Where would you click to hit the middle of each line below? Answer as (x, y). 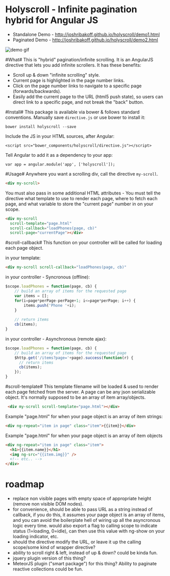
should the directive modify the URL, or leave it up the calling (77, 542)
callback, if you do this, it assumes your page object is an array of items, (89, 515)
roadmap (25, 484)
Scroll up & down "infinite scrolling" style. (56, 75)
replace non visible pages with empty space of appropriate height (82, 498)
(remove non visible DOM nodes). (48, 504)
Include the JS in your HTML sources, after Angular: (60, 136)
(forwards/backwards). (37, 91)
